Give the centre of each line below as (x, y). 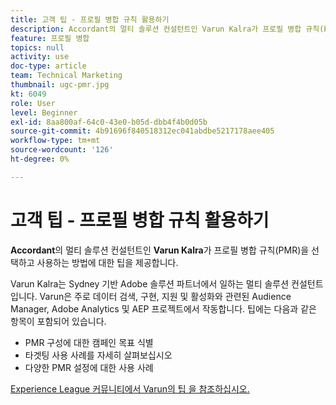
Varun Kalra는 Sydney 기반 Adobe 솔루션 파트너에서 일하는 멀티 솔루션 (150, 283)
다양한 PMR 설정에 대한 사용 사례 (89, 367)
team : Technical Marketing (66, 76)
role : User (33, 103)
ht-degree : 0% (40, 159)
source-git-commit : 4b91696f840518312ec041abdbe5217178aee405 (142, 131)
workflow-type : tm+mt (55, 141)
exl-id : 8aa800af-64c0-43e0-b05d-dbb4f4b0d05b (109, 122)
